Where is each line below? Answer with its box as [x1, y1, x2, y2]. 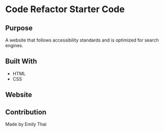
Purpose [5, 24, 33, 32]
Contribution [5, 108, 47, 116]
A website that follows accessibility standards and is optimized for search [5, 37, 159, 43]
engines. [5, 42, 24, 49]
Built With [5, 57, 37, 66]
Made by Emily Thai [5, 121, 47, 127]
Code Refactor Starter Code [5, 4, 125, 15]
